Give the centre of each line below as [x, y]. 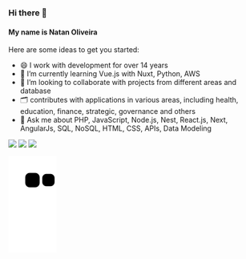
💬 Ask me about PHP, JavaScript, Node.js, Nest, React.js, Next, [124, 120]
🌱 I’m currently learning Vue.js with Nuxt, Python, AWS [110, 74]
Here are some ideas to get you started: [74, 50]
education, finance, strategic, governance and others [108, 111]
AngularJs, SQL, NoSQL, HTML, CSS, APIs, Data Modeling [116, 128]
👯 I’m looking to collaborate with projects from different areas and [128, 83]
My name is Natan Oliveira [53, 32]
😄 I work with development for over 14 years [94, 65]
